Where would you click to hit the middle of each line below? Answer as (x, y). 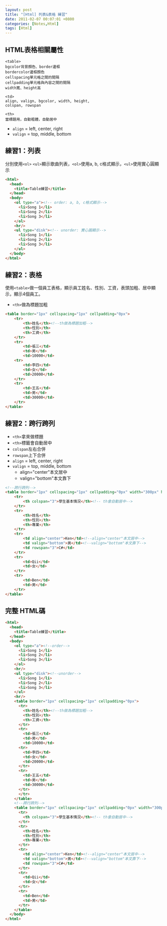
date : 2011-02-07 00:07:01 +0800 (40, 19)
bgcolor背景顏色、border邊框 (33, 67)
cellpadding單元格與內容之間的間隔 (38, 83)
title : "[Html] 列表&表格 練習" (37, 14)
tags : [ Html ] (19, 28)
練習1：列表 (23, 151)
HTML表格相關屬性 (34, 50)
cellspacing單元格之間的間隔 (32, 77)
